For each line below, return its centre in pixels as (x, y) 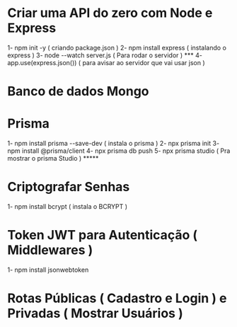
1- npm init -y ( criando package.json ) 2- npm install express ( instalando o (117, 47)
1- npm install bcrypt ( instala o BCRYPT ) (68, 206)
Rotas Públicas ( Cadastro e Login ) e (117, 298)
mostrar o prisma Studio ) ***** (53, 159)
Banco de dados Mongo (79, 92)
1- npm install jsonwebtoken (48, 270)
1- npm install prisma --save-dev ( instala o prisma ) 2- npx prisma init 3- (114, 144)
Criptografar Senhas (69, 187)
